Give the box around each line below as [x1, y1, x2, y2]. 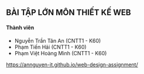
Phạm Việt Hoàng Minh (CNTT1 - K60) [14, 49, 107, 56]
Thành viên [6, 23, 35, 31]
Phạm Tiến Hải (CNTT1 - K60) [14, 43, 87, 51]
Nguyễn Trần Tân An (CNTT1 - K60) [14, 37, 101, 44]
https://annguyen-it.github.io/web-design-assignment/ [6, 61, 139, 68]
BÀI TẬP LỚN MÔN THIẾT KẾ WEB [6, 8, 131, 18]
